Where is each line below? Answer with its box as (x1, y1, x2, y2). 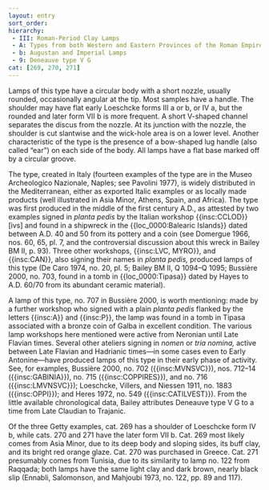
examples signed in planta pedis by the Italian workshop (8, 211, 195, 221)
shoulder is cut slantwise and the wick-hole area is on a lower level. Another (8, 128, 259, 138)
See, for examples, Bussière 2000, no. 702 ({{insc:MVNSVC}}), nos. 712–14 (8, 363, 256, 373)
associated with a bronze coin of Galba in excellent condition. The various (8, 321, 252, 331)
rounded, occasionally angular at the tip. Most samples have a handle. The (8, 94, 255, 104)
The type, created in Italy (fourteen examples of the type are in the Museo (8, 169, 252, 179)
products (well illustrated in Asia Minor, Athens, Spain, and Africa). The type (8, 195, 259, 204)
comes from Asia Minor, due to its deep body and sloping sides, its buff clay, (8, 438, 261, 448)
